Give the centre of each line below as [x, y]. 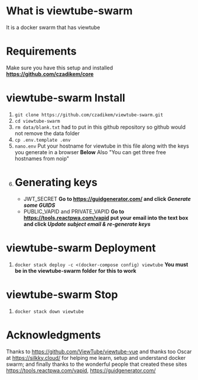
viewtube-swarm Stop [62, 294]
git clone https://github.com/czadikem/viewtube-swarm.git [89, 115]
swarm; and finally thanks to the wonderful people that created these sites [97, 364]
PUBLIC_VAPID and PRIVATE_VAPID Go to [74, 211]
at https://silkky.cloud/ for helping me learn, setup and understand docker [96, 357]
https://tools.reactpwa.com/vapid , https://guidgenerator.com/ [81, 370]
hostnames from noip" [42, 158]
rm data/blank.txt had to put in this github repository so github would [100, 127]
